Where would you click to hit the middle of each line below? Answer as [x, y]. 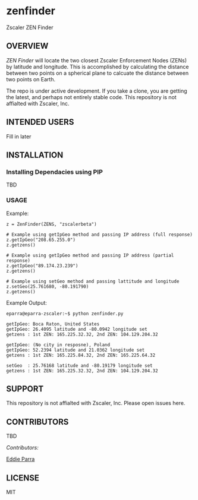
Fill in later [19, 136]
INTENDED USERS [40, 122]
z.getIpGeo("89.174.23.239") [42, 265]
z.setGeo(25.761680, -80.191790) [48, 286]
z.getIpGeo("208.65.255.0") [41, 240]
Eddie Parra [21, 459]
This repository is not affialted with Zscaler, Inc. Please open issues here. [96, 403]
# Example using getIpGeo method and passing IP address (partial [90, 255]
